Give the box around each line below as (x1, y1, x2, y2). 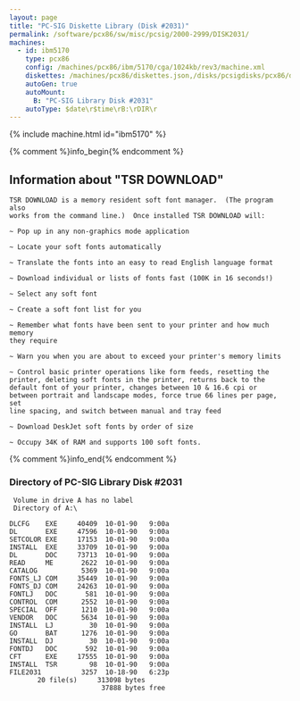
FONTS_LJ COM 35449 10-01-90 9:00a (9, 574, 170, 583)
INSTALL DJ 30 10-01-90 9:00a (9, 637, 170, 646)
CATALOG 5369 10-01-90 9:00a (9, 566, 170, 576)
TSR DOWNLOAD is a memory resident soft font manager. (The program (9, 196, 274, 205)
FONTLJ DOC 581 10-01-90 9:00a (9, 590, 170, 599)
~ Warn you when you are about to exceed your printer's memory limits (9, 352, 281, 362)
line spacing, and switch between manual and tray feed (9, 407, 221, 416)
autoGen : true (25, 79, 78, 88)
